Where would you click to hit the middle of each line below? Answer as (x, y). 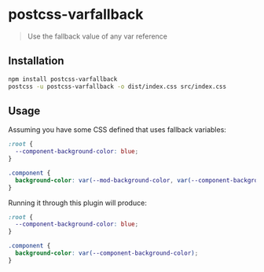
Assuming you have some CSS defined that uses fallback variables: (117, 130)
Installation (36, 61)
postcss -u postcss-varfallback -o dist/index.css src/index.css (117, 86)
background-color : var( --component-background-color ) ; (107, 253)
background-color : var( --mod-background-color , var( (103, 180)
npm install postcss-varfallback (63, 79)
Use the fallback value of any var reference (97, 36)
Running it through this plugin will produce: (77, 203)
